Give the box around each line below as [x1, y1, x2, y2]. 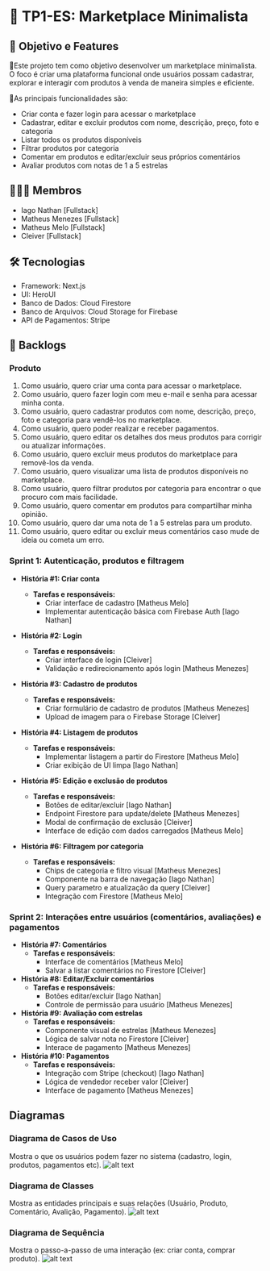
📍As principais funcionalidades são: [9, 94, 128, 103]
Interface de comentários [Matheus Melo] [44, 956, 184, 966]
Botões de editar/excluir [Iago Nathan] [44, 800, 172, 810]
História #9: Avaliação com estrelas [20, 1008, 143, 1018]
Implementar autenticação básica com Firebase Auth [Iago [44, 606, 240, 616]
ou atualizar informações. [20, 441, 106, 451]
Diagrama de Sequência [9, 1227, 105, 1238]
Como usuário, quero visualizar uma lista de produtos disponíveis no [20, 467, 249, 477]
